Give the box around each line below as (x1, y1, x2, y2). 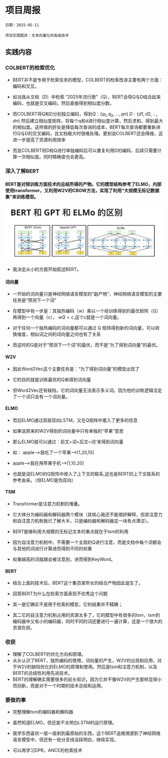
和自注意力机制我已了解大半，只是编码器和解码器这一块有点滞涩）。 (12, 518, 152, 524)
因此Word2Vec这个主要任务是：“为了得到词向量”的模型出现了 (12, 366, 140, 372)
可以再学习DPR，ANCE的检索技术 (12, 747, 82, 753)
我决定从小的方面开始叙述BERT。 (12, 266, 81, 272)
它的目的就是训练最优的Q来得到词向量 (12, 376, 92, 382)
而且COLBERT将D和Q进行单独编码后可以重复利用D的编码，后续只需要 (12, 147, 157, 154)
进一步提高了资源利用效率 (12, 137, 66, 143)
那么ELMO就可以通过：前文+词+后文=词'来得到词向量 (12, 438, 124, 444)
